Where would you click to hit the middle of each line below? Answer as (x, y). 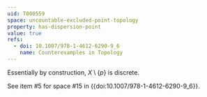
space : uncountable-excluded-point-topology (73, 20)
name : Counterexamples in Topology (71, 53)
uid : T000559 (26, 14)
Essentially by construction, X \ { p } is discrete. (74, 72)
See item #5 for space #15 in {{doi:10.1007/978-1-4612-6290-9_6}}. (103, 86)
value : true (24, 33)
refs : (15, 40)
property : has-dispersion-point (54, 27)
